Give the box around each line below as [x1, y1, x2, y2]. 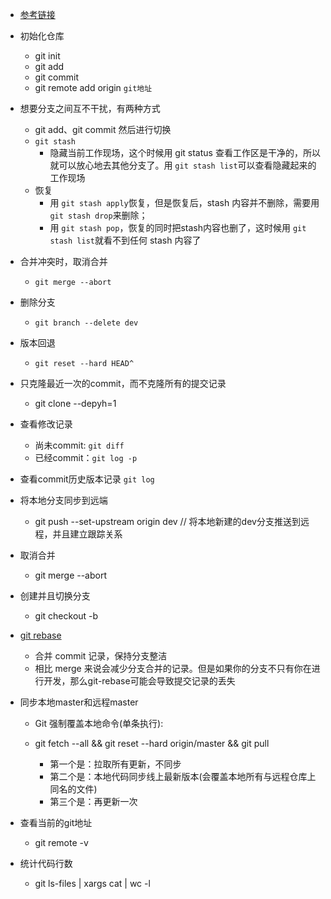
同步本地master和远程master [19, 696, 139, 708]
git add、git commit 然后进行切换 [34, 124, 172, 135]
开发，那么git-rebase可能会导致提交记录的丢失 [43, 675, 236, 687]
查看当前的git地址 [19, 817, 93, 828]
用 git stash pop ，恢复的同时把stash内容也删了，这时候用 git [49, 222, 307, 233]
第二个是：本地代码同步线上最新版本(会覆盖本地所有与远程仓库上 [49, 771, 317, 782]
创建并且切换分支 [19, 590, 91, 602]
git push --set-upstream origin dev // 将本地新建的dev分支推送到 [34, 516, 301, 527]
